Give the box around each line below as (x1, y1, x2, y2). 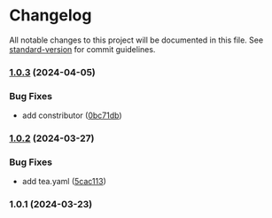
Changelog (9, 5, 92, 26)
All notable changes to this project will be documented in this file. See (9, 35, 264, 45)
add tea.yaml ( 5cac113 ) (21, 176, 106, 187)
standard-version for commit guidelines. (9, 43, 156, 54)
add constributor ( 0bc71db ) (21, 110, 122, 121)
